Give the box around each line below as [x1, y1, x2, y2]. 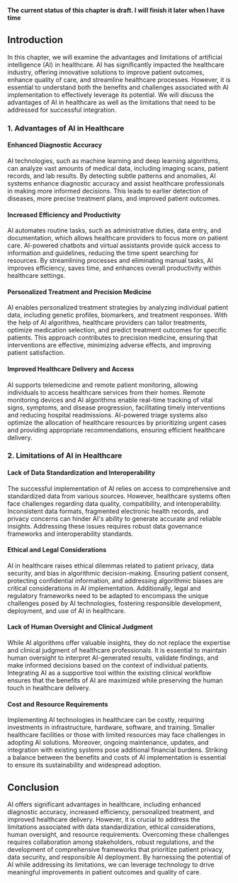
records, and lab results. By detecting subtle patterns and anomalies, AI [7, 171, 216, 180]
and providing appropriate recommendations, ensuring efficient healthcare [7, 425, 225, 434]
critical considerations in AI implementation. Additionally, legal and [7, 584, 201, 592]
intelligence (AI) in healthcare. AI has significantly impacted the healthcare [7, 60, 225, 69]
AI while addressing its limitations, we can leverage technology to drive [7, 860, 215, 869]
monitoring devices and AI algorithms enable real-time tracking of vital [7, 395, 213, 404]
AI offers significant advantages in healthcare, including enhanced [7, 800, 201, 809]
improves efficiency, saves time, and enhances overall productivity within [7, 264, 221, 272]
